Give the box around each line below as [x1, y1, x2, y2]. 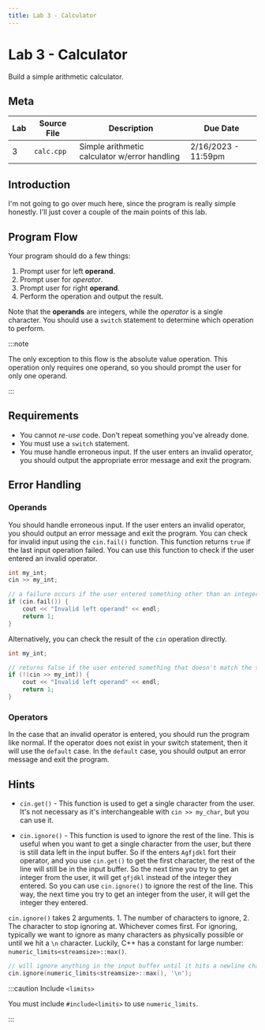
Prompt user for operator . [19, 275, 103, 284]
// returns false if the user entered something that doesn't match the [8, 663, 252, 671]
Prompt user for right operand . [19, 284, 121, 292]
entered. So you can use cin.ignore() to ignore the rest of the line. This [19, 881, 254, 890]
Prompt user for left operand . [19, 266, 116, 276]
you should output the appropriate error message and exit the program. [19, 455, 252, 464]
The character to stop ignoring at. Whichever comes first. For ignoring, [8, 921, 238, 930]
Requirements [8, 409, 79, 423]
